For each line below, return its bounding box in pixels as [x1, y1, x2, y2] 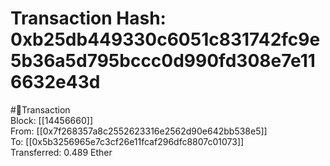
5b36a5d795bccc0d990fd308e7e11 [10, 50, 316, 72]
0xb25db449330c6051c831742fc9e [10, 28, 321, 51]
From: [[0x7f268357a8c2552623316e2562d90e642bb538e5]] [10, 125, 268, 137]
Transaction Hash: [10, 7, 167, 30]
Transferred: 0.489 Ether [10, 146, 113, 158]
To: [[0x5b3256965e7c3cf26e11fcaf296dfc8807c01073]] [10, 135, 245, 147]
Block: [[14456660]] [10, 114, 93, 126]
